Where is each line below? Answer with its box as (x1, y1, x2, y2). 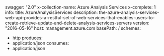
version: (133, 20, 150, 26)
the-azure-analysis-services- (99, 9, 160, 15)
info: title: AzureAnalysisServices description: (5, 9, 98, 15)
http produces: (12, 35, 43, 41)
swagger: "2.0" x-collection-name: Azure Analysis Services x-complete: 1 (5, 4, 156, 10)
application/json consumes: (12, 40, 69, 46)
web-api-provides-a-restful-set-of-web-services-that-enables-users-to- (5, 15, 155, 20)
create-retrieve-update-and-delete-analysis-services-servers (5, 20, 132, 26)
